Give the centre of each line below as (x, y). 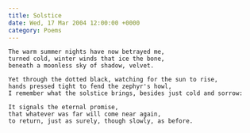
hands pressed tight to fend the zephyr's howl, (90, 87)
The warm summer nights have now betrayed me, (87, 52)
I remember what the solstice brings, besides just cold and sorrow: (126, 93)
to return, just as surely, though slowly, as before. (101, 121)
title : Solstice (35, 15)
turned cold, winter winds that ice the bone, (87, 59)
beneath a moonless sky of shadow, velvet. (81, 66)
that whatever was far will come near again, (85, 114)
